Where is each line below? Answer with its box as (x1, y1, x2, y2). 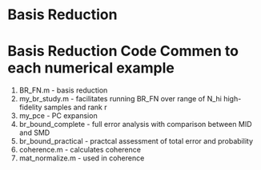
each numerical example (7, 59, 175, 77)
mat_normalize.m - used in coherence (18, 153, 145, 163)
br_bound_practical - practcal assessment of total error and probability (18, 136, 254, 146)
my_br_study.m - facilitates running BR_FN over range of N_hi (18, 94, 222, 104)
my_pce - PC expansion (18, 111, 98, 121)
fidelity (18, 102, 42, 113)
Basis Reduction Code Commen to (7, 42, 239, 61)
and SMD (18, 128, 50, 137)
